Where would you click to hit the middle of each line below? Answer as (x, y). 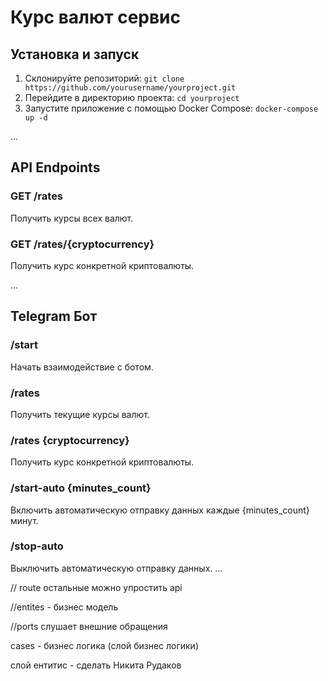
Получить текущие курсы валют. (80, 414)
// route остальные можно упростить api (96, 587)
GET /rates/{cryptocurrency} (82, 244)
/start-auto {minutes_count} (81, 488)
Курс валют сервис (96, 17)
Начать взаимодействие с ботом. (82, 367)
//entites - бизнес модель (64, 607)
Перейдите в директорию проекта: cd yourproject (132, 97)
